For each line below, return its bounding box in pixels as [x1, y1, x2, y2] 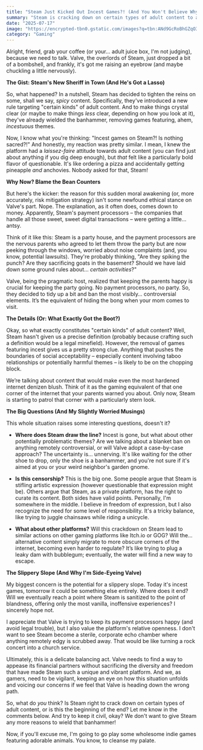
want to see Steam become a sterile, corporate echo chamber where [6, 631, 178, 638]
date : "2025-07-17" [6, 20, 56, 26]
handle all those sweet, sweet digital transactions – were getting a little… [6, 216, 187, 223]
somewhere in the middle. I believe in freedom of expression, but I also [14, 501, 192, 508]
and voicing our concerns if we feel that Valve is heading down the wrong [6, 681, 190, 689]
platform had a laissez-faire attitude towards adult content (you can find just [6, 147, 196, 155]
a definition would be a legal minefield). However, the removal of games [6, 340, 185, 347]
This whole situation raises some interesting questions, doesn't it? [6, 419, 170, 427]
